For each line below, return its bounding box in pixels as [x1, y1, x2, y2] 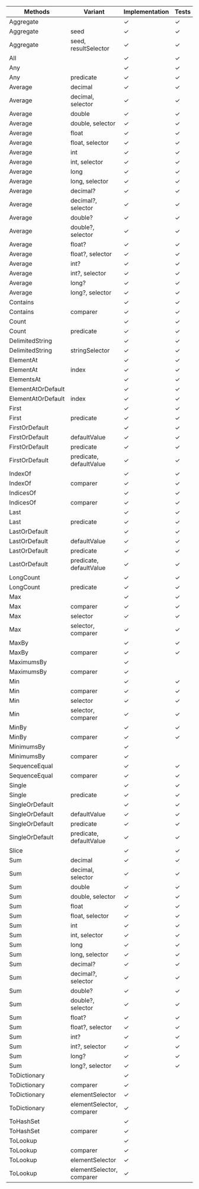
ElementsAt [9, 375, 41, 383]
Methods [24, 8, 50, 15]
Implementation [123, 8, 169, 15]
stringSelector [70, 347, 110, 354]
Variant [84, 8, 105, 15]
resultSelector [70, 45, 110, 52]
